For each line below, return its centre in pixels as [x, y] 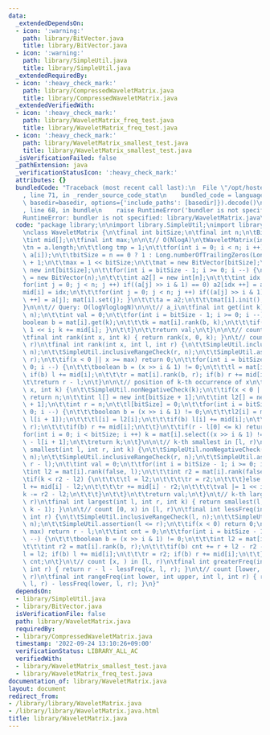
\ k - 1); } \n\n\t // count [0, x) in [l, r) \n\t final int [122, 509]
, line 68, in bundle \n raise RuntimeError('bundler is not [131, 210]
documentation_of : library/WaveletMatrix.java [88, 681]
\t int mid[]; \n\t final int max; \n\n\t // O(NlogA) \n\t [115, 240]
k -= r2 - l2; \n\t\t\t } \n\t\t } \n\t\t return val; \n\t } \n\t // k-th [135, 494]
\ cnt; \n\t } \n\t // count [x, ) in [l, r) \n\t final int [117, 561]
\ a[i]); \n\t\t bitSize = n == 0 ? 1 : [88, 255]
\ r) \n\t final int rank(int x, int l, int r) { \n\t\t [115, 345]
